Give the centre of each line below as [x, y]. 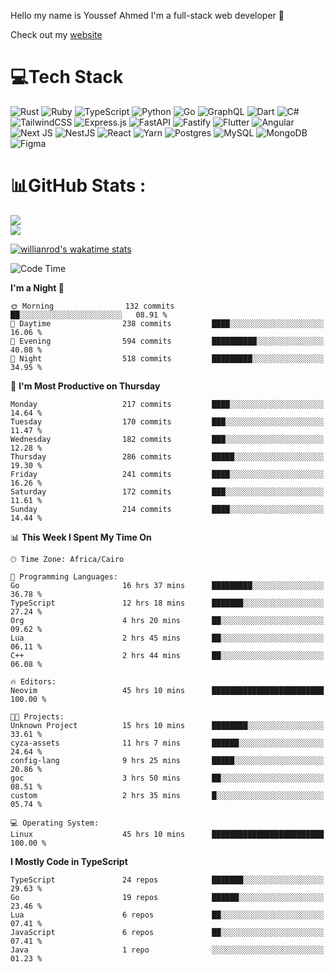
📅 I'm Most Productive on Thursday [85, 386]
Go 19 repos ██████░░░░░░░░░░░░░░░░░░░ [167, 897]
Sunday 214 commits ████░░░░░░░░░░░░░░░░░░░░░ [167, 509]
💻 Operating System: [55, 823]
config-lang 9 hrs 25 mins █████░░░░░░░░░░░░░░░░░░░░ [167, 760]
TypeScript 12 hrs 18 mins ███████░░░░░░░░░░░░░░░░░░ [167, 603]
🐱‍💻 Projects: [37, 716]
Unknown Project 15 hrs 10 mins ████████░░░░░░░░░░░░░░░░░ [167, 725]
